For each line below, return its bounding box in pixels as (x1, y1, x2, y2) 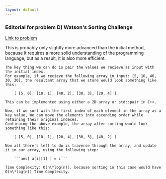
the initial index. (5, 69, 46, 74)
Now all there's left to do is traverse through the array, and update (5, 143, 157, 148)
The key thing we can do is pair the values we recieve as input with (5, 65, 155, 70)
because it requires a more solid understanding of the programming (5, 50, 144, 56)
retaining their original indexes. (5, 117, 79, 122)
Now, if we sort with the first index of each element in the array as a (5, 108, 162, 113)
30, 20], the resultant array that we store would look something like (5, 78, 157, 83)
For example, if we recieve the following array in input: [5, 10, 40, (5, 73, 157, 79)
